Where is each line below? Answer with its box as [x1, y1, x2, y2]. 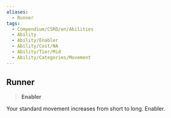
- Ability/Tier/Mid [12, 49, 61, 55]
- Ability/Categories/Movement [12, 54, 91, 61]
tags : [6, 20, 20, 26]
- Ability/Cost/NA [12, 43, 59, 50]
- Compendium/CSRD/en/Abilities [12, 26, 94, 32]
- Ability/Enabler [12, 37, 59, 43]
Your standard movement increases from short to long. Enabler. [6, 105, 166, 112]
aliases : [6, 9, 29, 15]
